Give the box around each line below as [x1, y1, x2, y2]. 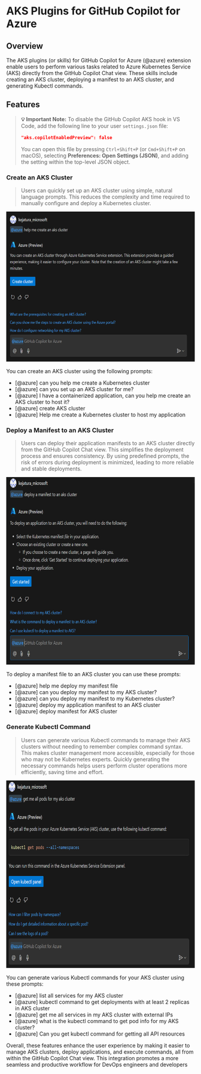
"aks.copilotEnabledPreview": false [20, 134, 112, 140]
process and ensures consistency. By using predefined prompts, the [20, 452, 190, 460]
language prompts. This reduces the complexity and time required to [20, 193, 190, 200]
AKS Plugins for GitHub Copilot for [6, 4, 181, 18]
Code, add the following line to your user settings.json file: [20, 122, 169, 130]
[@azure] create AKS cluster [14, 404, 86, 412]
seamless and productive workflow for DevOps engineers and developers [6, 1061, 188, 1068]
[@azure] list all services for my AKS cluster [14, 992, 124, 999]
